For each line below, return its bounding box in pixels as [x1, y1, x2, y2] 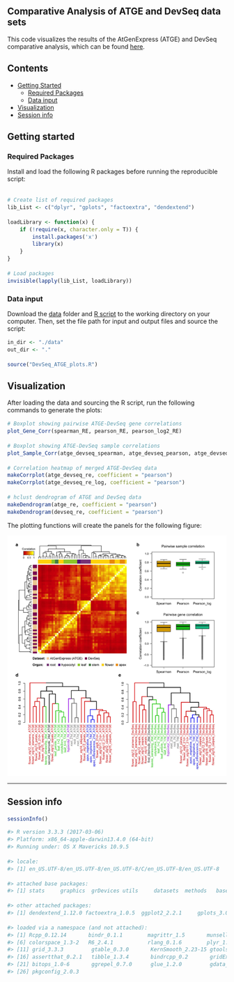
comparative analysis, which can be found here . [7, 42, 145, 51]
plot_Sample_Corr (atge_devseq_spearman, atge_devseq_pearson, [7, 449, 192, 457]
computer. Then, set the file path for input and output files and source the [7, 317, 218, 325]
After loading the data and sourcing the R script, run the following [7, 398, 195, 407]
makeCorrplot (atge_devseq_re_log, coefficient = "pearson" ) [7, 479, 186, 486]
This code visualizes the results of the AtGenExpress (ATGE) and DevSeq [7, 35, 217, 43]
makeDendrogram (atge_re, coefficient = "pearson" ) [7, 501, 157, 508]
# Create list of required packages [7, 196, 114, 204]
